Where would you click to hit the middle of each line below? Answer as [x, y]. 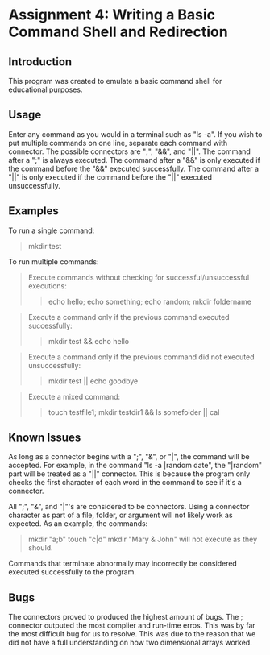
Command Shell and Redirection [118, 32]
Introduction [40, 62]
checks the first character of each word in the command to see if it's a [125, 483]
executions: [47, 286]
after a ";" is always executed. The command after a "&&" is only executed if [134, 160]
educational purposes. [46, 89]
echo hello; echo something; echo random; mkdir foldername [150, 301]
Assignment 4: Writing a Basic [112, 15]
